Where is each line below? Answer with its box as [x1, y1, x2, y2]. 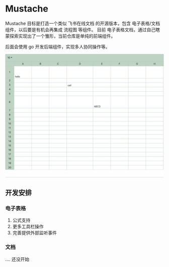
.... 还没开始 [5, 256, 30, 262]
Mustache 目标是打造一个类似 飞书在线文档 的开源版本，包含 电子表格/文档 [5, 20, 160, 26]
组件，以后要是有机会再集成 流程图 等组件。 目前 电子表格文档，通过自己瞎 [5, 26, 160, 33]
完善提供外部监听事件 [12, 230, 57, 236]
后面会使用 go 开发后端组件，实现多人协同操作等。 [5, 43, 110, 49]
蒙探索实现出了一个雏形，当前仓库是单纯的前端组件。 [5, 33, 116, 39]
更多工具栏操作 [12, 224, 44, 230]
